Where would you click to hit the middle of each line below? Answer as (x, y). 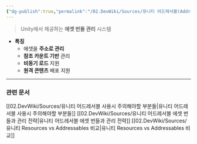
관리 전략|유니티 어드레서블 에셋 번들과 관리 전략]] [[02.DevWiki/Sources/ (102, 121)
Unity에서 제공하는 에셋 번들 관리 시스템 (66, 29)
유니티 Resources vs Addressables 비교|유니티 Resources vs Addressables (95, 128)
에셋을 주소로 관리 (44, 48)
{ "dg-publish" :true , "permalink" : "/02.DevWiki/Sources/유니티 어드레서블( (93, 11)
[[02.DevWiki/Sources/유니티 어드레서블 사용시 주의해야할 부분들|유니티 (89, 106)
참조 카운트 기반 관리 (47, 55)
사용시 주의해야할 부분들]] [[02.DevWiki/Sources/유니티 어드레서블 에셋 (100, 113)
